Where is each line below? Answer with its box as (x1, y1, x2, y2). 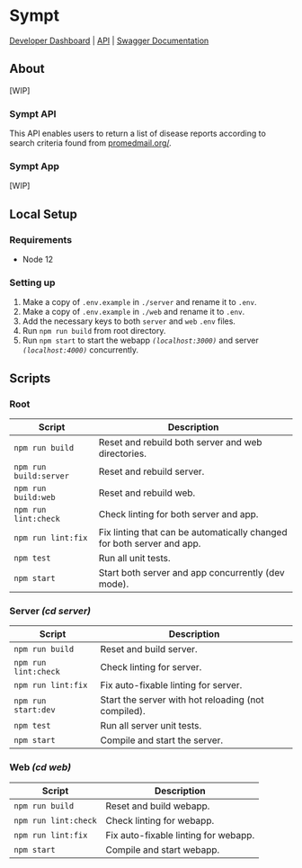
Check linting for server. (100, 661, 202, 674)
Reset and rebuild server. (98, 465, 205, 478)
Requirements (9, 233, 73, 246)
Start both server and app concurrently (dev (98, 567, 285, 579)
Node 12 (22, 254, 54, 265)
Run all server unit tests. (100, 720, 202, 732)
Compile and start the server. (100, 734, 224, 747)
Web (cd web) (9, 761, 72, 774)
